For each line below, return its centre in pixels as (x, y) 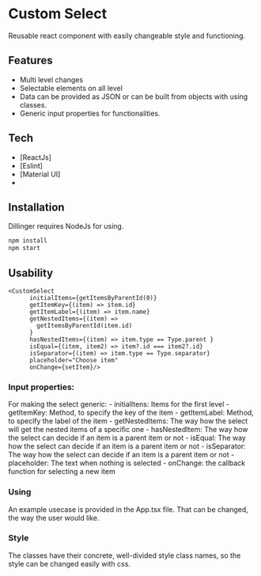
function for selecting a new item (62, 472)
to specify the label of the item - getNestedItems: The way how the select (128, 421)
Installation (36, 207)
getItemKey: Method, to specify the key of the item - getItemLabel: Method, (131, 413)
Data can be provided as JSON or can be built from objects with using (134, 97)
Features (30, 61)
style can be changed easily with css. (69, 563)
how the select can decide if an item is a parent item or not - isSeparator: (127, 446)
